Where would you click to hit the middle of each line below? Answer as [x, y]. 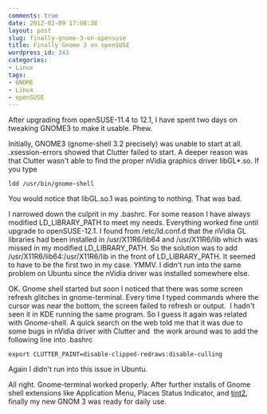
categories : [28, 61]
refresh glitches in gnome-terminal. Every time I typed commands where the [133, 298]
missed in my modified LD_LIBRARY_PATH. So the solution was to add [123, 248]
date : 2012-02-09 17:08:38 [53, 23]
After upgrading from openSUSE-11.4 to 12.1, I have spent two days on [123, 120]
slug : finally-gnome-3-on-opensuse [67, 38]
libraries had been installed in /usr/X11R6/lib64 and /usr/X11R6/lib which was [133, 239]
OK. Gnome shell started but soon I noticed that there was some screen [126, 289]
